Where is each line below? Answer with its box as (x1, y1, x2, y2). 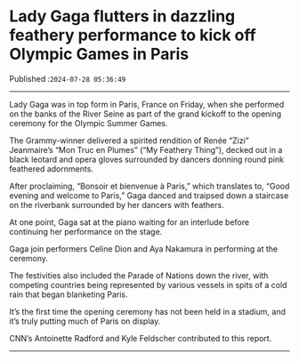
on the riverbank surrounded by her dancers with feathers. (9, 199, 224, 210)
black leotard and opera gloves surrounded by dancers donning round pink (9, 154, 285, 164)
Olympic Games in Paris (9, 44, 190, 64)
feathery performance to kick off (9, 25, 256, 45)
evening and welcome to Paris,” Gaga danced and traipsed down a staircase (9, 189, 289, 201)
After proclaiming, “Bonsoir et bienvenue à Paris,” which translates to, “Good (9, 180, 290, 191)
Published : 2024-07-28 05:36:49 (9, 73, 126, 84)
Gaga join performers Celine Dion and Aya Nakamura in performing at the (9, 243, 279, 254)
